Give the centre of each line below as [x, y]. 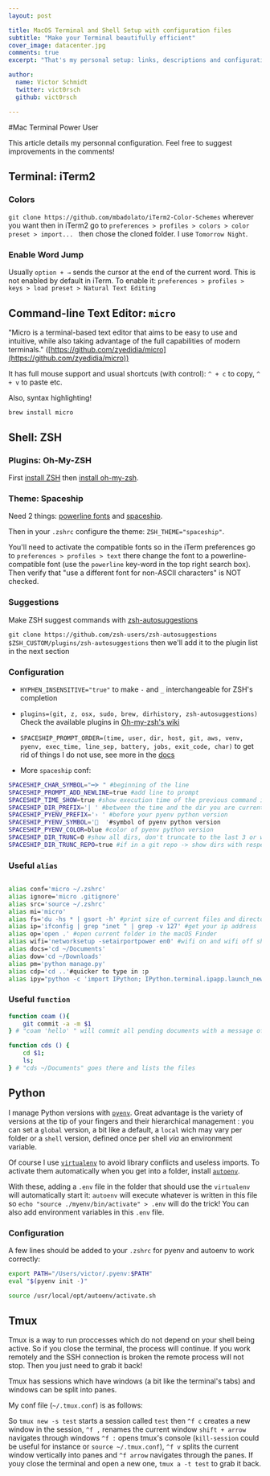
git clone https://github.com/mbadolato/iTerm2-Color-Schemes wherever [131, 217]
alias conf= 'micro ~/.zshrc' [57, 890]
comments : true [34, 53]
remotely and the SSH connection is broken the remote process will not [126, 1357]
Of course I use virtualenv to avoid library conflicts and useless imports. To [134, 1162]
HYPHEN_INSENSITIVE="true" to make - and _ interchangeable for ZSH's [136, 689]
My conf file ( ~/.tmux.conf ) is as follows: [76, 1405]
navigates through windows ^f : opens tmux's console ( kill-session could [134, 1438]
